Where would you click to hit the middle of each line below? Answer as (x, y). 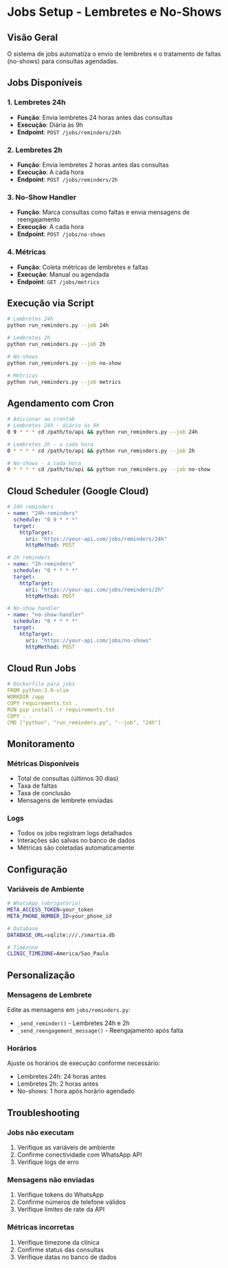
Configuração (37, 869)
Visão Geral (33, 37)
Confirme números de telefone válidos (71, 1202)
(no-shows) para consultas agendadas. (63, 61)
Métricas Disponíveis (43, 763)
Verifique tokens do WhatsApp (60, 1195)
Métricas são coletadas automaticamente (76, 848)
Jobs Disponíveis (45, 83)
